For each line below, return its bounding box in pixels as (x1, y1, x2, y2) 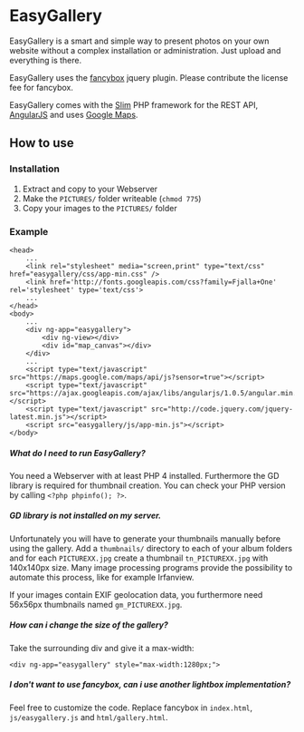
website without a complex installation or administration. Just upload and (9, 44, 281, 55)
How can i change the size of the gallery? (9, 620, 169, 630)
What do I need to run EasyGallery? (9, 447, 147, 458)
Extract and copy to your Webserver (22, 183, 158, 194)
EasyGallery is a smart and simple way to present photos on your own (9, 35, 270, 46)
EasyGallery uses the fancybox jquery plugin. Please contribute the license (9, 72, 289, 83)
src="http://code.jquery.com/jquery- (150, 405, 294, 414)
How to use (9, 135, 74, 151)
